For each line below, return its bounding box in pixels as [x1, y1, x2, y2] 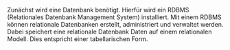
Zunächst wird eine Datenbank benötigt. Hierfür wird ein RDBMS [7, 6, 189, 14]
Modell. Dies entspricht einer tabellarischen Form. [7, 35, 148, 43]
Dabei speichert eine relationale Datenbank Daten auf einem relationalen [7, 27, 212, 36]
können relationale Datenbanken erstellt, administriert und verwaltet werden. [7, 21, 224, 28]
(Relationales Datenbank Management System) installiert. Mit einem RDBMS [7, 13, 222, 21]
